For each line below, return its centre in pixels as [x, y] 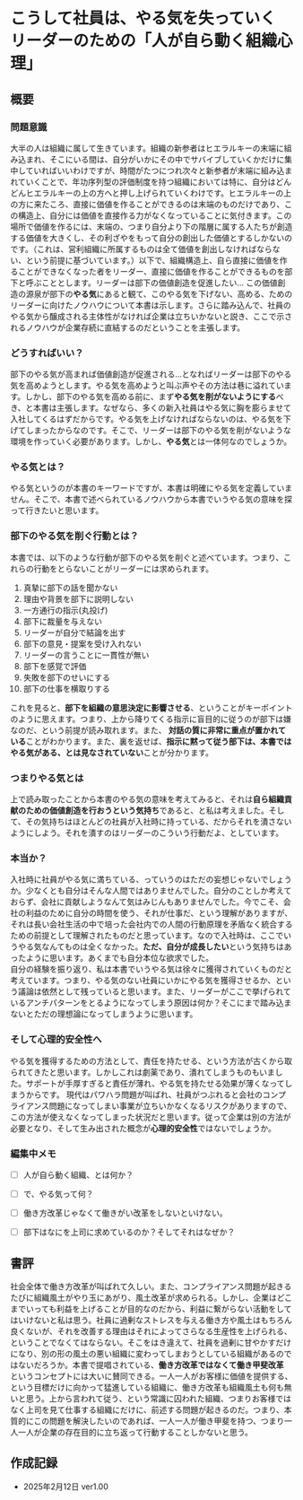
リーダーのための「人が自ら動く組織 [144, 41]
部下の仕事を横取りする [66, 688]
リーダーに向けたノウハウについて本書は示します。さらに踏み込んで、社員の [151, 305]
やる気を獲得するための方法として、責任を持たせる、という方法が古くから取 [151, 1060]
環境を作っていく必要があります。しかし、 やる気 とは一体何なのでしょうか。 [151, 441]
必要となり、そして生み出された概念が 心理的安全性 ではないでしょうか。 [143, 1128]
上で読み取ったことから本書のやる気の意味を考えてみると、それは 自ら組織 [147, 799]
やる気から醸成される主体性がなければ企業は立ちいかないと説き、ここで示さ [151, 316]
